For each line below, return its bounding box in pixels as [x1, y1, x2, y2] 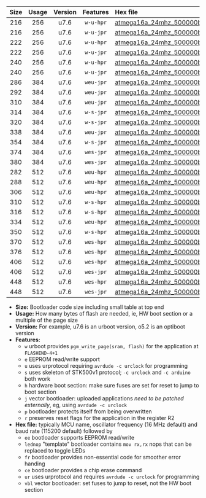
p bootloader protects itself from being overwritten [24, 408, 152, 415]
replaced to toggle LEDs [24, 447, 86, 454]
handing [24, 460, 45, 467]
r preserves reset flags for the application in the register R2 [24, 414, 175, 421]
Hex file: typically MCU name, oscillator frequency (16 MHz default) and [15, 421, 198, 428]
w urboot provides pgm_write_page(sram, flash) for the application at [24, 343, 199, 349]
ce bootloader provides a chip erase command [24, 467, 142, 473]
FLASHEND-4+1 [24, 350, 58, 356]
